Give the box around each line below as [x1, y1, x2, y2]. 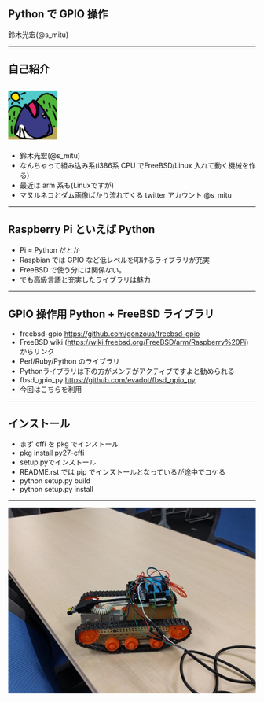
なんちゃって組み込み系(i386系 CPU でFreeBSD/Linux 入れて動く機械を [19, 161, 250, 171]
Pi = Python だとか [19, 245, 80, 254]
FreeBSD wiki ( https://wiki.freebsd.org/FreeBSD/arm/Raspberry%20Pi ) [19, 337, 249, 346]
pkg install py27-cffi [19, 448, 85, 458]
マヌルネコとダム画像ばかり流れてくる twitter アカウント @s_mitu [19, 190, 232, 200]
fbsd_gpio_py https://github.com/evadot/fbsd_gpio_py [19, 375, 196, 384]
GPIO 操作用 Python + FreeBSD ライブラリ [8, 308, 214, 321]
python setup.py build [19, 476, 90, 486]
